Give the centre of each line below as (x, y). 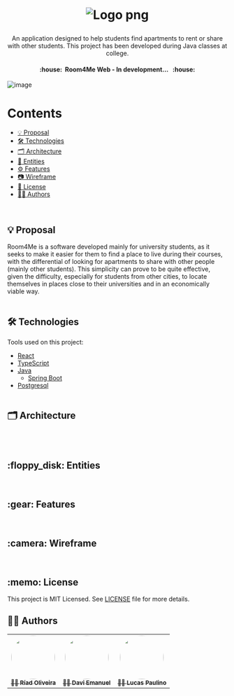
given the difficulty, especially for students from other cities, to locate (107, 277)
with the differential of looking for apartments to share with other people (111, 262)
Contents (35, 113)
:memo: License (43, 582)
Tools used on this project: (45, 342)
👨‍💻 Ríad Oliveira (33, 682)
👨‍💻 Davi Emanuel (87, 682)
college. (117, 53)
